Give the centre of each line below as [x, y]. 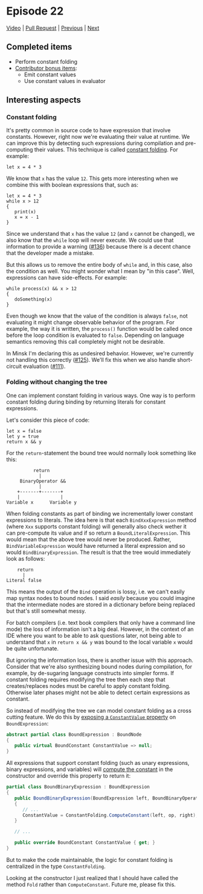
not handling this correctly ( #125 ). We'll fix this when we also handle [91, 360]
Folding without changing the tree [57, 382]
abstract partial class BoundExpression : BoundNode [74, 735]
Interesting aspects [44, 100]
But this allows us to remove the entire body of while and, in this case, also [99, 265]
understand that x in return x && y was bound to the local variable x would [100, 642]
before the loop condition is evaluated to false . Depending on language [95, 335]
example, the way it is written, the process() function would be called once [99, 329]
